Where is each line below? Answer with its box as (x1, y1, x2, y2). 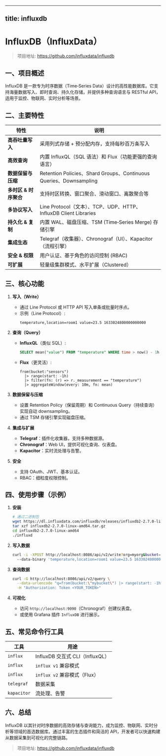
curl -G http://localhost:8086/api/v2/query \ (12, 576, 110, 581)
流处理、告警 (35, 690, 65, 697)
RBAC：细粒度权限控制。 (19, 475, 71, 480)
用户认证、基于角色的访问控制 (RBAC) (40, 252, 127, 259)
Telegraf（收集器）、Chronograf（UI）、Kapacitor (40, 235, 153, 242)
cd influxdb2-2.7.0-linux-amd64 (12, 528, 79, 533)
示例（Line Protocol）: (19, 310, 66, 316)
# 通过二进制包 (12, 515, 40, 519)
